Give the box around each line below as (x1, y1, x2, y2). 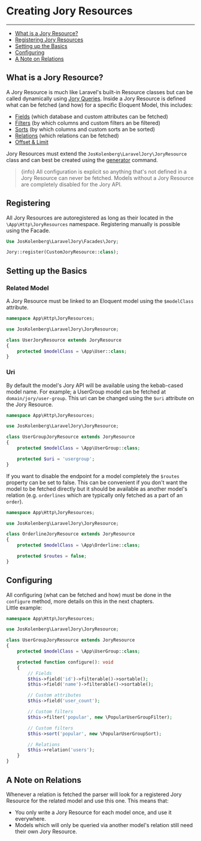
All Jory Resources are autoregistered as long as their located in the (6, 214, 173, 221)
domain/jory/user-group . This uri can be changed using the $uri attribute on (6, 394, 194, 401)
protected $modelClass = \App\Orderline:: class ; (17, 542, 141, 548)
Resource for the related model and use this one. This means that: (6, 797, 169, 804)
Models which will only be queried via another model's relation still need (14, 821, 193, 828)
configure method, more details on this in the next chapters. (6, 597, 154, 605)
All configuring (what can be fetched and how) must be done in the (6, 591, 172, 598)
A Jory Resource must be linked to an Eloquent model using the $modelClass (6, 298, 194, 304)
